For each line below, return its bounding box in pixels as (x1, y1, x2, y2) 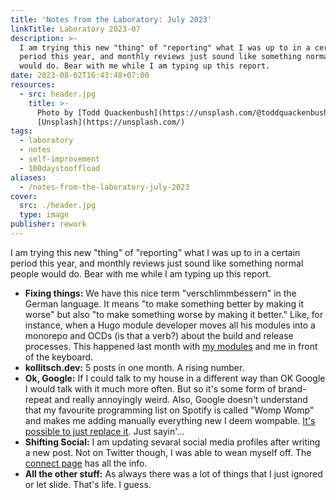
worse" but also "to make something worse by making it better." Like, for (24, 308, 324, 320)
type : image (19, 210, 70, 220)
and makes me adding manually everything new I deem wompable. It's (24, 414, 316, 426)
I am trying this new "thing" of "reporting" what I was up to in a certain (10, 246, 301, 258)
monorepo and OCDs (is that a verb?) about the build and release (24, 329, 294, 341)
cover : (10, 191, 38, 201)
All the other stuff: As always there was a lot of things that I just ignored (24, 467, 323, 480)
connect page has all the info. (24, 457, 148, 469)
